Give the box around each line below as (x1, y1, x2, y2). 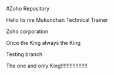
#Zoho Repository (6, 5, 50, 12)
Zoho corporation (6, 28, 49, 35)
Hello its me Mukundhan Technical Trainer (6, 17, 109, 23)
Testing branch (6, 51, 43, 58)
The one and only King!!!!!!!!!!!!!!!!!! (6, 62, 88, 69)
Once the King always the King (6, 40, 81, 46)
